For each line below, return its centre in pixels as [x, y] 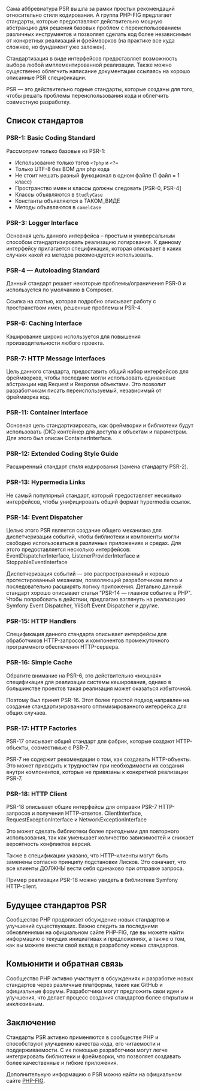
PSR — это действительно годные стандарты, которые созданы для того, [100, 89]
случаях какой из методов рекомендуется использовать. [80, 255]
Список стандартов [45, 121]
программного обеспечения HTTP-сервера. [63, 647]
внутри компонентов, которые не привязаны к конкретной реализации [97, 772]
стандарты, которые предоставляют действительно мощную [84, 21]
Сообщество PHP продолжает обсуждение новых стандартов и [88, 920]
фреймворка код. [28, 397]
